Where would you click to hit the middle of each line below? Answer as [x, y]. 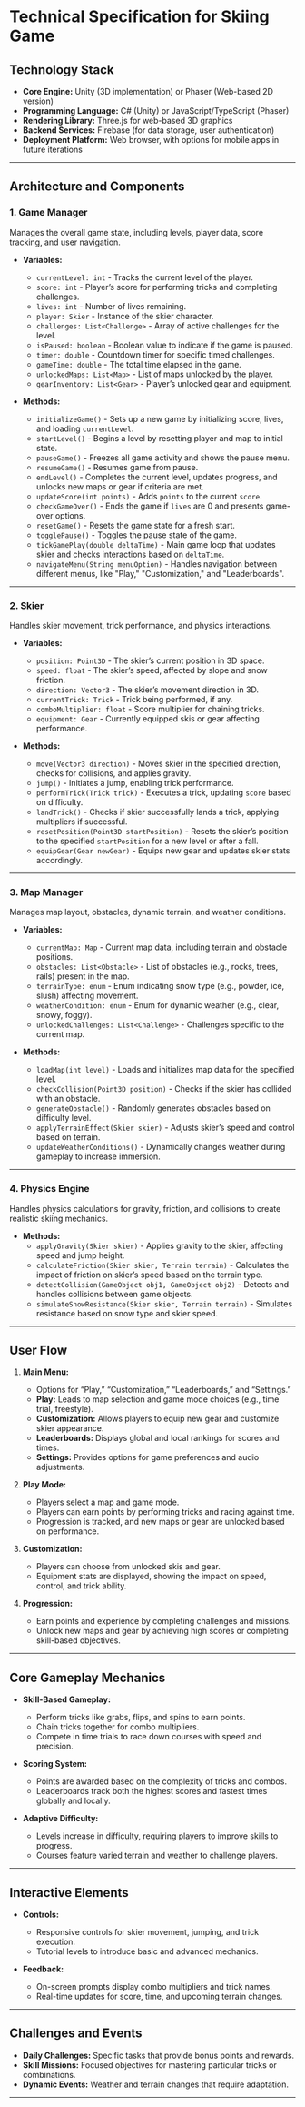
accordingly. [59, 860]
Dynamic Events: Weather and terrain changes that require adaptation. [155, 2084]
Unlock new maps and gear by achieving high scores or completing [162, 1631]
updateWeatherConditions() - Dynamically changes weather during [161, 1147]
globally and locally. [73, 1801]
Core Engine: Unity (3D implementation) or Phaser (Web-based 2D [148, 91]
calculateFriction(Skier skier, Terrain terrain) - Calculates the [162, 1265]
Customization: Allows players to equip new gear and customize [157, 1419]
